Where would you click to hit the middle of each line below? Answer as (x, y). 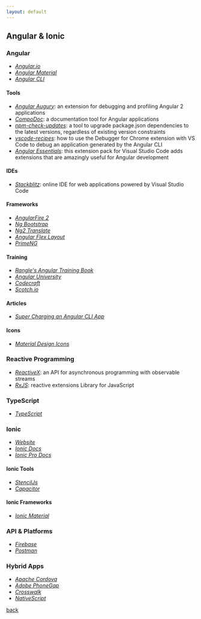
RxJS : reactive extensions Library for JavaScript (74, 385)
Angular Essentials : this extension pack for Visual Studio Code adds (99, 151)
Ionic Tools (20, 469)
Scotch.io (27, 289)
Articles (16, 303)
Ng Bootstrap (31, 224)
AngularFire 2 (32, 217)
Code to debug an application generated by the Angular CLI (89, 144)
